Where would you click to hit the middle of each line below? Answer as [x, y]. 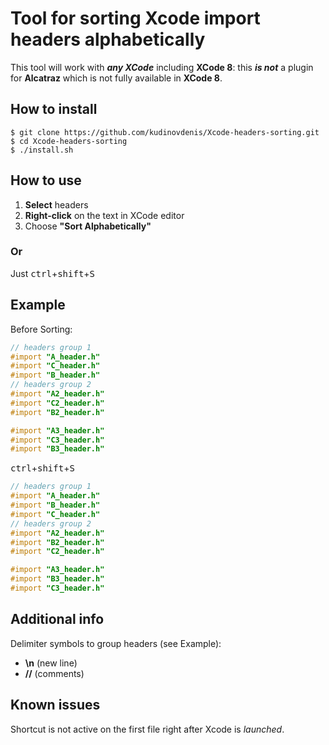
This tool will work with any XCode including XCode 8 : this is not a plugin [162, 67]
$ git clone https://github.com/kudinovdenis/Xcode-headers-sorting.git [165, 132]
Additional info [57, 619]
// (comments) [54, 673]
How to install [54, 109]
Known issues [55, 705]
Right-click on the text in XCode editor [104, 215]
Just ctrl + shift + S [53, 273]
